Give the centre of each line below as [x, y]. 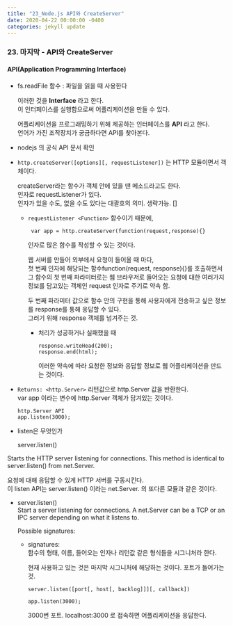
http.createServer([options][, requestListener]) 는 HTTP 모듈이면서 [118, 162]
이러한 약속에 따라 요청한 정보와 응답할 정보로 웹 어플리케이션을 [123, 365]
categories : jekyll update [46, 26]
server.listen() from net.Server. [51, 465]
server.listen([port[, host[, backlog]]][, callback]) [109, 589]
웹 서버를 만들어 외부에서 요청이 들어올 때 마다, [91, 259]
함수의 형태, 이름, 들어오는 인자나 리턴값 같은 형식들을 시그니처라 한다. [122, 552]
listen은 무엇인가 [40, 431]
